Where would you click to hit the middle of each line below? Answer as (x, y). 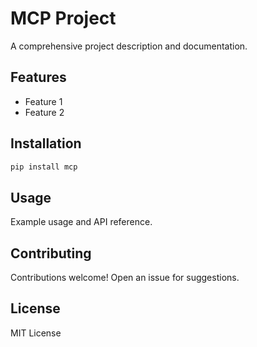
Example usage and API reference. (81, 222)
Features (38, 77)
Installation (46, 143)
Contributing (51, 253)
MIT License (36, 333)
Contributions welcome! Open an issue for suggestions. (125, 278)
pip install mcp (44, 167)
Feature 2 (44, 112)
